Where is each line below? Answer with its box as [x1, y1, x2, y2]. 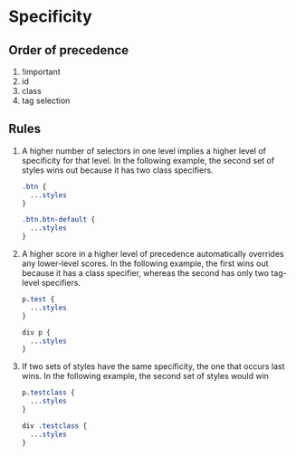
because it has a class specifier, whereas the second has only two [21, 268, 269, 279]
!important [21, 66, 61, 77]
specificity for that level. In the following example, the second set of [21, 155, 275, 166]
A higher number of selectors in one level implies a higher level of [21, 145, 266, 156]
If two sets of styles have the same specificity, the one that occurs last [21, 361, 286, 372]
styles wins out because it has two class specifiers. [21, 165, 214, 176]
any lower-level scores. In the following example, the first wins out [21, 258, 269, 269]
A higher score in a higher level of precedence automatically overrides [21, 249, 284, 260]
